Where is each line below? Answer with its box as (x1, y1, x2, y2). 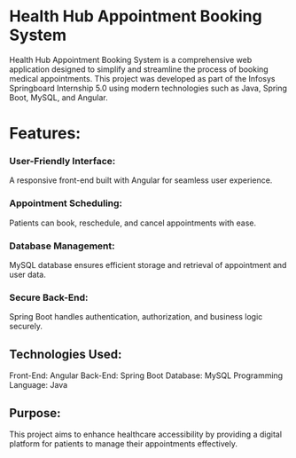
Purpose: (9, 406, 61, 421)
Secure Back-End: (9, 291, 89, 304)
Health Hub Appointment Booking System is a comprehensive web (9, 54, 253, 65)
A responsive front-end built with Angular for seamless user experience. (9, 175, 273, 186)
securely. (9, 321, 43, 332)
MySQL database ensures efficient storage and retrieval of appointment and (9, 260, 287, 271)
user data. (9, 269, 47, 280)
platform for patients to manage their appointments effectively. (9, 438, 238, 449)
